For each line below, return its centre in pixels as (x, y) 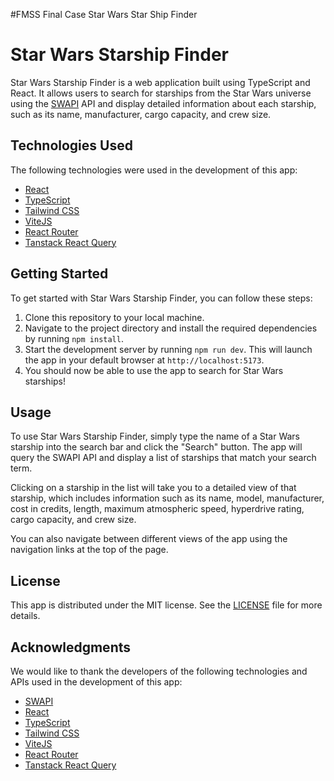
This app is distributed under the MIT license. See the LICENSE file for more (166, 605)
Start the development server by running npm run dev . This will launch (168, 349)
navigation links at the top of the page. (89, 550)
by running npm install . (74, 338)
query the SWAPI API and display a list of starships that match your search (163, 458)
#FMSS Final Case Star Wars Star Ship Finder (104, 14)
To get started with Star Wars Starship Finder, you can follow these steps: (161, 298)
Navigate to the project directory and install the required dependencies (171, 328)
